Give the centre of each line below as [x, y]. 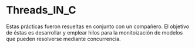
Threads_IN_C [41, 10]
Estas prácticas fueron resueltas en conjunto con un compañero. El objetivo [98, 26]
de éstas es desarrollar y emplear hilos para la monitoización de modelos [95, 32]
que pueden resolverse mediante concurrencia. [64, 39]
